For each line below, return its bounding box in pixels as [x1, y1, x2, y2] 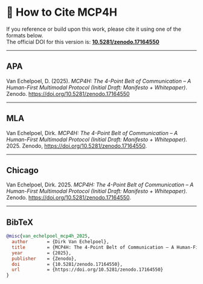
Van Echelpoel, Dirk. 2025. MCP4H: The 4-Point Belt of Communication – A [6, 181, 194, 189]
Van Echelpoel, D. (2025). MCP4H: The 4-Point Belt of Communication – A [6, 77, 192, 84]
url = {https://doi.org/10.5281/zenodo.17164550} [11, 267, 164, 273]
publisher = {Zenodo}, [11, 256, 77, 262]
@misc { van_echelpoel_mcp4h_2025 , [6, 233, 91, 239]
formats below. [6, 31, 43, 39]
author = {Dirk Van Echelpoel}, [11, 239, 110, 245]
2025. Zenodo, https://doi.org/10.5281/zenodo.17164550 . [6, 142, 147, 150]
